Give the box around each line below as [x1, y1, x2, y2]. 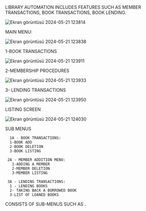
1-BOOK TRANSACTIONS [5, 48, 57, 54]
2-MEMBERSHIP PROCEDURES [5, 67, 70, 73]
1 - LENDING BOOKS [9, 183, 48, 188]
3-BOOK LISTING [9, 148, 41, 153]
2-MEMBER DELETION [11, 166, 50, 171]
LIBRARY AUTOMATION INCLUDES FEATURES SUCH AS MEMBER [5, 4, 141, 10]
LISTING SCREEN [5, 106, 41, 112]
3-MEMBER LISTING [11, 170, 48, 175]
